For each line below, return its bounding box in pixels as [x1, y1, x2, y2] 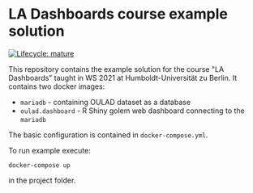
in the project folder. [8, 175, 76, 185]
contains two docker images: [8, 82, 105, 91]
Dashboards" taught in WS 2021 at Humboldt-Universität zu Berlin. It [8, 73, 238, 82]
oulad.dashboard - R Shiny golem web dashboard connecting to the [19, 106, 245, 115]
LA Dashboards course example [8, 5, 229, 23]
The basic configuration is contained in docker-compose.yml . [8, 130, 208, 140]
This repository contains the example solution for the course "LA [8, 64, 225, 73]
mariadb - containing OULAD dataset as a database [19, 97, 191, 107]
